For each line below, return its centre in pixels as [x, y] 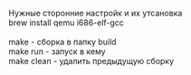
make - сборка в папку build [62, 42]
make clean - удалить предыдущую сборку [91, 61]
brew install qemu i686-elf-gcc [66, 23]
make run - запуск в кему [57, 52]
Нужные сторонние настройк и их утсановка [95, 13]
